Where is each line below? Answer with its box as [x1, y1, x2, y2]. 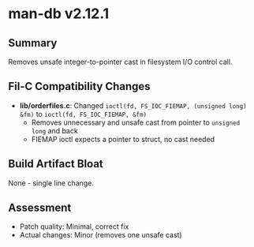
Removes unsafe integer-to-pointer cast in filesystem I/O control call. [8, 57, 233, 66]
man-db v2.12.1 [8, 5, 110, 23]
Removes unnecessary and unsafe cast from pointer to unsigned [31, 118, 241, 127]
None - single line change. [8, 178, 95, 188]
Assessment [8, 201, 72, 215]
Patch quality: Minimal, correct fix [19, 222, 129, 231]
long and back [31, 125, 79, 135]
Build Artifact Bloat [8, 157, 104, 170]
